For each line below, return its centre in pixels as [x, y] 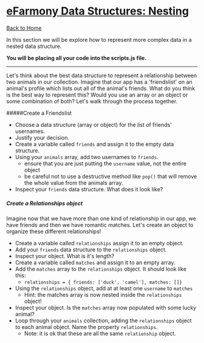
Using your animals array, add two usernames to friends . [87, 157]
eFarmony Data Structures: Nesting [98, 11]
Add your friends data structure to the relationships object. [91, 250]
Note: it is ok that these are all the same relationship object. [100, 333]
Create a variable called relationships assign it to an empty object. [99, 243]
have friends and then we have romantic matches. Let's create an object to [100, 225]
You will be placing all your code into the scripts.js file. [76, 58]
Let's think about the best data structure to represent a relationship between [102, 75]
